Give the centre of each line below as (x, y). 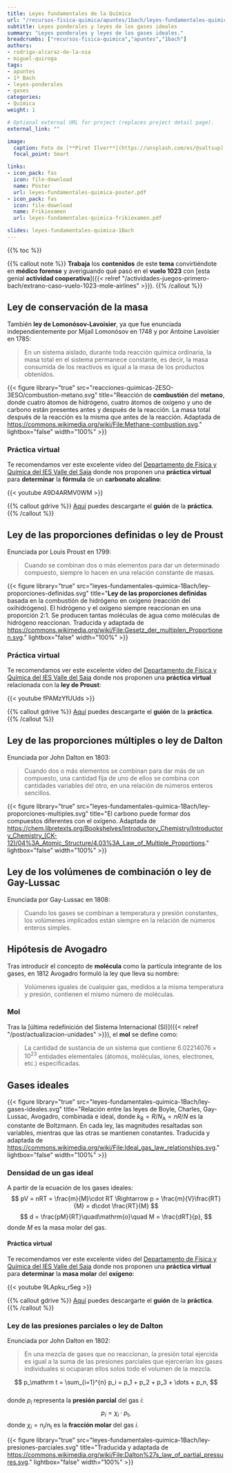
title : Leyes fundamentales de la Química (69, 13)
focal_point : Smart (41, 154)
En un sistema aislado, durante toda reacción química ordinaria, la (118, 352)
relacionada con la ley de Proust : (54, 685)
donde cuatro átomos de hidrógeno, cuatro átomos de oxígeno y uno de (109, 402)
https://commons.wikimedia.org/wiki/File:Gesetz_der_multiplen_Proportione (115, 630)
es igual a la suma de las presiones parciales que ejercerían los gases (123, 1361)
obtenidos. (39, 374)
